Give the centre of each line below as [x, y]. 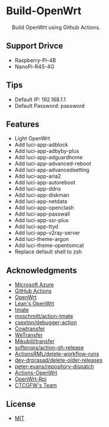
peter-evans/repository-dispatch [54, 367]
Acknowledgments [42, 270]
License [21, 404]
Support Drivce [35, 46]
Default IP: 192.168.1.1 [40, 99]
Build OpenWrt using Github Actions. [56, 27]
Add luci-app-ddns [38, 189]
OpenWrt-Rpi [31, 379]
